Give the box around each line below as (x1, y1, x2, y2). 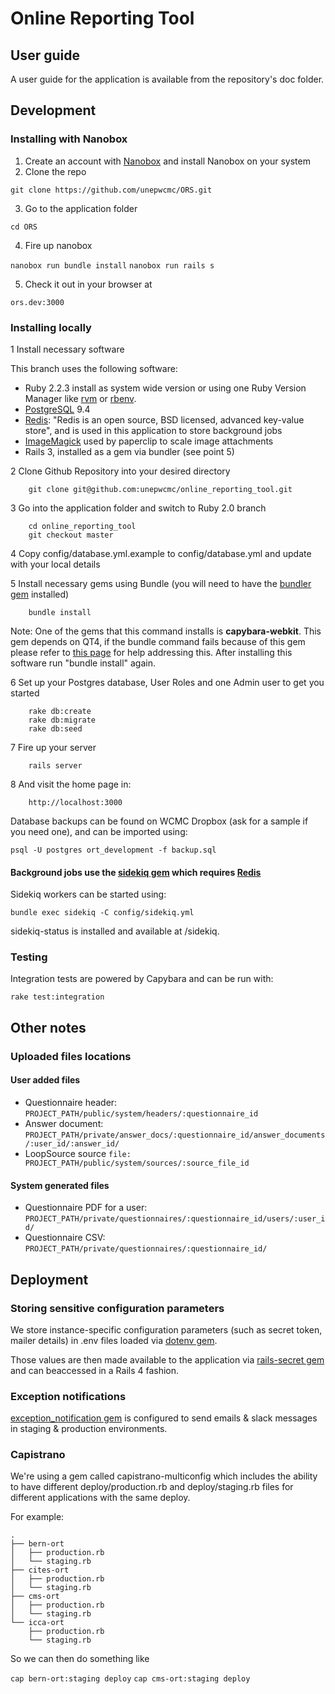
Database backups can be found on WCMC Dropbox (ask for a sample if (10, 815, 309, 827)
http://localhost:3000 (28, 797, 123, 807)
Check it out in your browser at (24, 278, 153, 290)
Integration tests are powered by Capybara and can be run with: (10, 973, 274, 985)
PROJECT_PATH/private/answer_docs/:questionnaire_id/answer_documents (24, 1130, 326, 1140)
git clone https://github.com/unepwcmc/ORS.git (10, 185, 213, 195)
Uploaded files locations (10, 1049, 132, 1063)
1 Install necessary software (10, 343, 125, 355)
